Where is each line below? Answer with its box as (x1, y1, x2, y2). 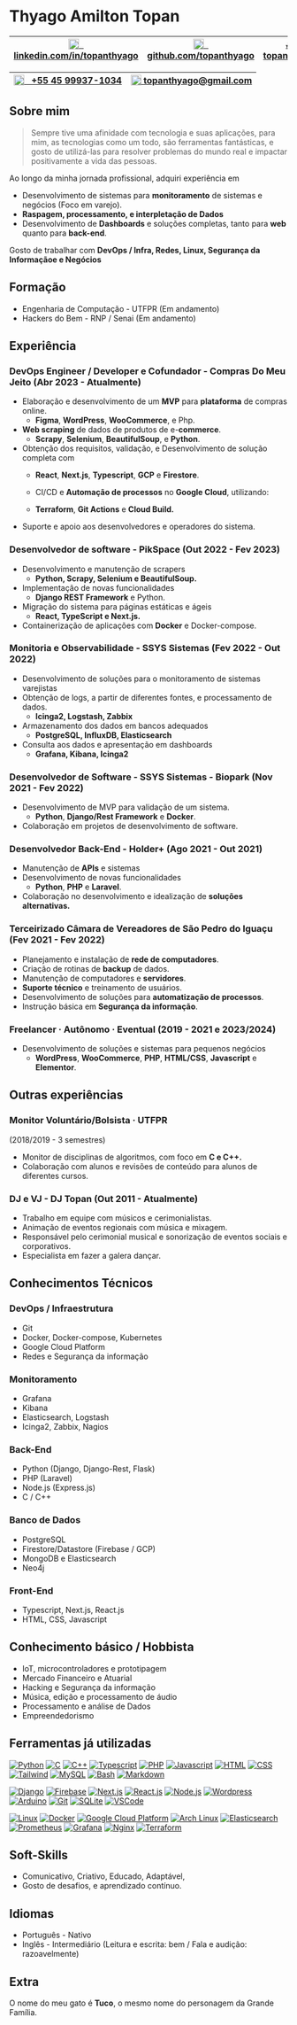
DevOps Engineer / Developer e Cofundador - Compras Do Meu (9, 365, 286, 377)
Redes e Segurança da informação (21, 1351, 148, 1362)
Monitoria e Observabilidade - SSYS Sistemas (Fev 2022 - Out (9, 642, 281, 655)
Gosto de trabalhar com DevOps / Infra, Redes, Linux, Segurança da (9, 244, 261, 255)
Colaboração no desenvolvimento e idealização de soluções (21, 891, 243, 902)
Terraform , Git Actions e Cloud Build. (34, 504, 174, 515)
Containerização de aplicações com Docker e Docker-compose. (21, 620, 257, 631)
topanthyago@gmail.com (142, 74, 253, 86)
